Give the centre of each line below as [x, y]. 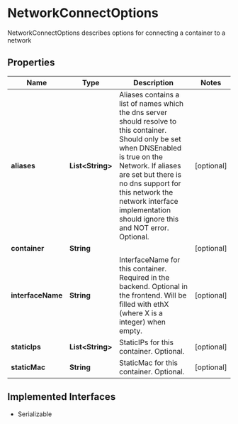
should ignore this [149, 219]
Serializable [35, 414]
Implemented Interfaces [62, 397]
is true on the [141, 156]
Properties [31, 63]
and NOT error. [144, 227]
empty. [131, 330]
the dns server [143, 112]
